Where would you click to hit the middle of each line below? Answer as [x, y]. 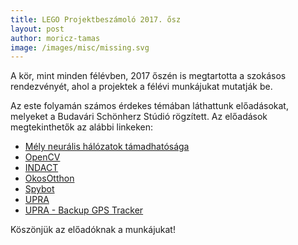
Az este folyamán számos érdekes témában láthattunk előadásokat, [149, 106]
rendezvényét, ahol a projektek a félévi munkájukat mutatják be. [141, 87]
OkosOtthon [49, 178]
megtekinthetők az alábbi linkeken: [81, 127]
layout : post [37, 29]
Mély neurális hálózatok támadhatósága [107, 147]
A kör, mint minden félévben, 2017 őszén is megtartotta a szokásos [148, 76]
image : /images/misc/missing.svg [80, 47]
